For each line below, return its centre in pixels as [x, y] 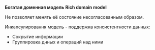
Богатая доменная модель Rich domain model [56, 7]
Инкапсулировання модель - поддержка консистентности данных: [77, 27]
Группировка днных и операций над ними [58, 42]
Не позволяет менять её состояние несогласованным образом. [74, 17]
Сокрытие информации [37, 37]
